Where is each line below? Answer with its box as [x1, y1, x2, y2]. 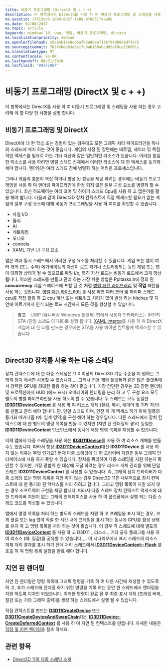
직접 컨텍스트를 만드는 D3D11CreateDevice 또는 [5, 608, 101, 614]
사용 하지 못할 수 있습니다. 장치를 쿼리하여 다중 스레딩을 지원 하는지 [26, 456, 157, 462]
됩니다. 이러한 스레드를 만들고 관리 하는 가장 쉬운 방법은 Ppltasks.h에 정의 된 [5, 276, 154, 282]
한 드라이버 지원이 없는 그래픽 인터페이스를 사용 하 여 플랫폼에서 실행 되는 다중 [5, 493, 157, 500]
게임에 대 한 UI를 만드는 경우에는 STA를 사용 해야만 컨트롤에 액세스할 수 [17, 324, 157, 330]
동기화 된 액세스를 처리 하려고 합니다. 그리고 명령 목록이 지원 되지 [29, 481, 156, 487]
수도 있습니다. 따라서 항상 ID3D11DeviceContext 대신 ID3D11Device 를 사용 [5, 443, 154, 450]
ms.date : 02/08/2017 [5, 21, 48, 26]
